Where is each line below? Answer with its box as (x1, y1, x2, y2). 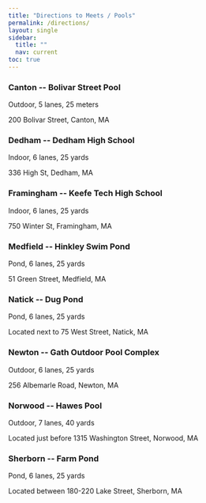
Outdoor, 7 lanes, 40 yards (8, 418, 95, 427)
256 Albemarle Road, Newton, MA (8, 380, 119, 390)
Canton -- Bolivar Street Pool (8, 81, 121, 93)
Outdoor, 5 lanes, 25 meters (8, 100, 99, 109)
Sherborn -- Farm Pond (8, 452, 99, 463)
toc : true (8, 56, 41, 64)
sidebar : (8, 33, 37, 42)
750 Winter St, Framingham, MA (8, 221, 112, 230)
